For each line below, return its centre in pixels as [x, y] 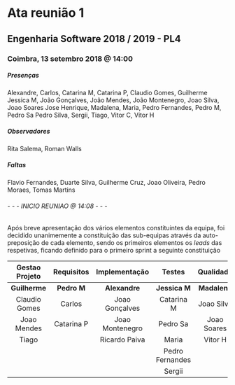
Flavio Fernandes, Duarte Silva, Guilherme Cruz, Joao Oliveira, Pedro [107, 183]
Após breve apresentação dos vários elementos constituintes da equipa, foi [116, 227]
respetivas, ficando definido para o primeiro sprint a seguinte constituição [114, 250]
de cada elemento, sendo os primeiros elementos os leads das [131, 242]
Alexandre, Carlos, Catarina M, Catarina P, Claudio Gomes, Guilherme [107, 93]
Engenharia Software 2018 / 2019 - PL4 [94, 39]
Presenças [23, 76]
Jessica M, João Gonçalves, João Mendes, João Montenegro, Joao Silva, [113, 100]
